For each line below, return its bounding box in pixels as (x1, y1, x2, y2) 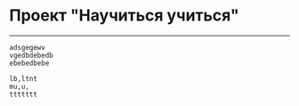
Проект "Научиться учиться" (9, 5, 239, 26)
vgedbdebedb (9, 51, 53, 60)
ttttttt (9, 90, 38, 99)
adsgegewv (9, 43, 46, 52)
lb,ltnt (9, 74, 38, 83)
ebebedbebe (9, 59, 50, 68)
